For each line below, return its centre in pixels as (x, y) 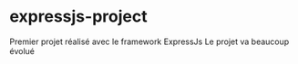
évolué (22, 50)
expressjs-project (78, 17)
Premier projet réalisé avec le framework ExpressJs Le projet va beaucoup (149, 41)
